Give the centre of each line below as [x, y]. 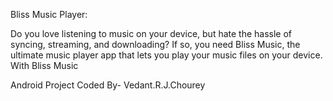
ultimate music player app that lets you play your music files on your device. [166, 55]
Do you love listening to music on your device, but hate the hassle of [151, 33]
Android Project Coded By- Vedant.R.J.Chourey [108, 85]
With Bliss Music [44, 65]
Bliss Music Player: [49, 14]
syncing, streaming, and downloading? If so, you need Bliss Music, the [155, 44]
